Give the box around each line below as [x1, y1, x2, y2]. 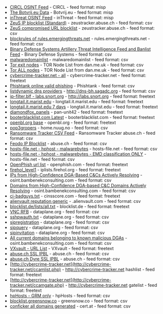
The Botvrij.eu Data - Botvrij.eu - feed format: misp [9, 9, 113, 15]
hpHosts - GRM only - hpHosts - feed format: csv [9, 293, 110, 298]
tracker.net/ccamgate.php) [9, 282, 65, 288]
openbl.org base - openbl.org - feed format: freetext [9, 119, 116, 125]
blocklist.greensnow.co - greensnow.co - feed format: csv [9, 298, 128, 304]
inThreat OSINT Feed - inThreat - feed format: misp [9, 15, 114, 20]
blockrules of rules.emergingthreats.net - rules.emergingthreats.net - [9, 36, 150, 41]
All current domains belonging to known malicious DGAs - [9, 235, 128, 241]
